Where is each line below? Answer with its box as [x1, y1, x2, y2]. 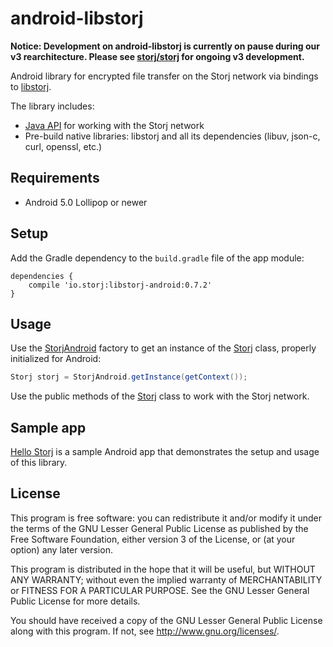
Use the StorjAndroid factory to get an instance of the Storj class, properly [10, 342, 317, 354]
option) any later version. [10, 543, 113, 556]
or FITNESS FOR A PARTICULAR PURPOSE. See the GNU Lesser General [10, 584, 310, 596]
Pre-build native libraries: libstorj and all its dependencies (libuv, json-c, [24, 130, 321, 142]
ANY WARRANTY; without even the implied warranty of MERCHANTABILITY [10, 573, 323, 586]
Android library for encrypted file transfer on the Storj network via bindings [10, 70, 319, 82]
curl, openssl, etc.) [24, 140, 103, 152]
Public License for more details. [10, 595, 141, 607]
